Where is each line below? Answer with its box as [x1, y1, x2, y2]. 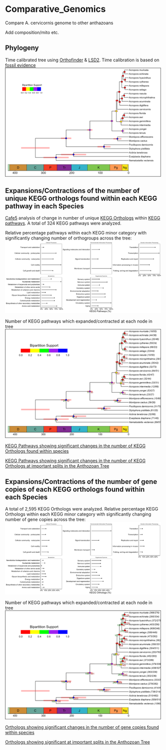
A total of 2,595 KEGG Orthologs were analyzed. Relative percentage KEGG [5, 506, 159, 512]
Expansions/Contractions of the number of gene [5, 477, 157, 486]
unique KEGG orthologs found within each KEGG [5, 194, 158, 202]
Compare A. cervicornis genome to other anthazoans [5, 20, 114, 26]
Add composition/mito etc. [5, 29, 59, 35]
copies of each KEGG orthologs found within [5, 485, 145, 493]
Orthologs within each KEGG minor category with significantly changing [5, 511, 152, 517]
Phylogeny [5, 44, 39, 52]
